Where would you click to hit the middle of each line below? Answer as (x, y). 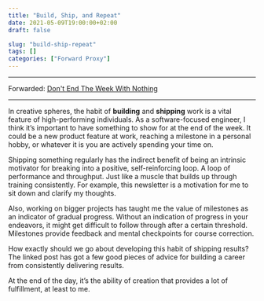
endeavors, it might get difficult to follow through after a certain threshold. (128, 225)
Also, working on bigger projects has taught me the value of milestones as (128, 208)
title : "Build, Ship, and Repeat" (65, 15)
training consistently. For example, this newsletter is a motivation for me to (128, 185)
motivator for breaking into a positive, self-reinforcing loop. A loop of (119, 168)
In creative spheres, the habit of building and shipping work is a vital (120, 111)
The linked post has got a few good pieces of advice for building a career (127, 257)
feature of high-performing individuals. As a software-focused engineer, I (127, 119)
